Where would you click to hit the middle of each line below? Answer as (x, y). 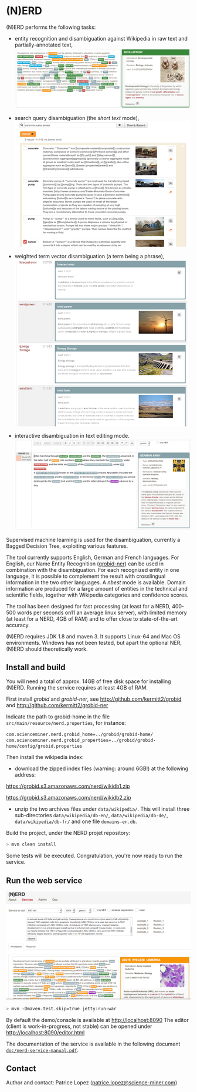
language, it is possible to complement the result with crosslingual (86, 576)
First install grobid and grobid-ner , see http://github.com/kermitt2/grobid (94, 699)
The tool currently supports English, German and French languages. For (93, 557)
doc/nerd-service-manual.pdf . (43, 1050)
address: (25, 775)
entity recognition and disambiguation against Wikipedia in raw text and (101, 38)
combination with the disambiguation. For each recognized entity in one (93, 570)
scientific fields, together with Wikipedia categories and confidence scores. (97, 595)
